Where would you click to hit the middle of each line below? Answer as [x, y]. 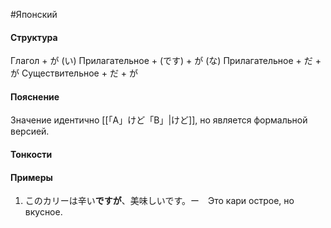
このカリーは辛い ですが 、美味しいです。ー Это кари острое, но [159, 201]
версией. [30, 131]
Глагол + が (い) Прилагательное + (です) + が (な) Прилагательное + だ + [166, 61]
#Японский [34, 14]
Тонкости [31, 154]
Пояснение [35, 96]
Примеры [31, 177]
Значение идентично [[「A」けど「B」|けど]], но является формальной [159, 120]
